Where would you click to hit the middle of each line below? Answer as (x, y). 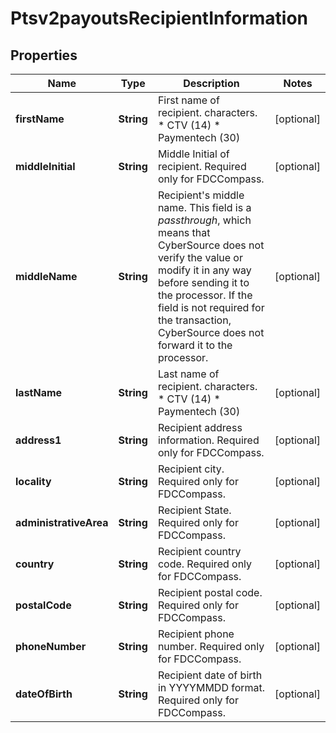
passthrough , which (204, 220)
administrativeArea (62, 522)
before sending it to (203, 282)
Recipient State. (194, 510)
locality (33, 481)
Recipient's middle (201, 195)
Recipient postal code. (210, 592)
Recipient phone (196, 634)
